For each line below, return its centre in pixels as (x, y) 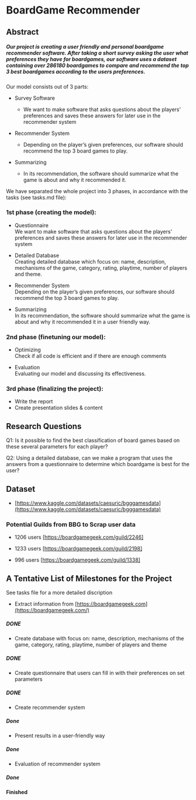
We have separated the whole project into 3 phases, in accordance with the (97, 191)
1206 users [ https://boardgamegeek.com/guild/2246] (79, 537)
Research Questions (44, 426)
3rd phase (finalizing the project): (55, 389)
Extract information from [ (46, 604)
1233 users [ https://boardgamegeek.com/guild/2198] (78, 549)
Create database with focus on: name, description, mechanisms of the (99, 639)
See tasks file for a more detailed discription (59, 593)
